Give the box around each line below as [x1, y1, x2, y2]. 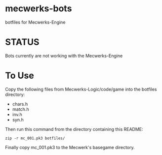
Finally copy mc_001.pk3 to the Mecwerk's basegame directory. [5, 144, 135, 150]
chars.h [12, 101, 28, 107]
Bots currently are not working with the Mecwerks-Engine [5, 53, 123, 59]
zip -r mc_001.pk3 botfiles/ [5, 136, 65, 141]
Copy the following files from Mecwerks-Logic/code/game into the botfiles [5, 86, 157, 92]
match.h [12, 106, 29, 112]
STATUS [5, 36, 40, 48]
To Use [5, 70, 35, 81]
